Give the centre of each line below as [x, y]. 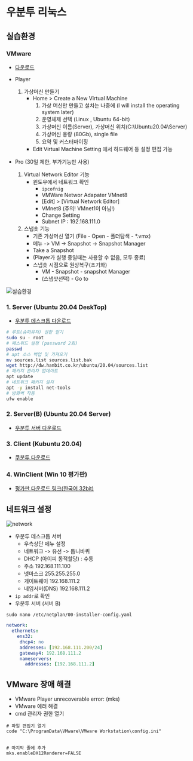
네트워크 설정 [29, 509]
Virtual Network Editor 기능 [56, 174]
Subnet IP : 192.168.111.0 [71, 221]
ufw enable [20, 399]
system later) [58, 112]
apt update [20, 377]
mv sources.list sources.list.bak [49, 360]
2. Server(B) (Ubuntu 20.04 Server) [59, 414]
